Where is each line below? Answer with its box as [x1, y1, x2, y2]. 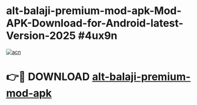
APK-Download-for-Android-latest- [6, 16, 183, 30]
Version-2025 [6, 29, 76, 42]
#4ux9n [78, 29, 118, 42]
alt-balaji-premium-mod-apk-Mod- [6, 4, 182, 18]
